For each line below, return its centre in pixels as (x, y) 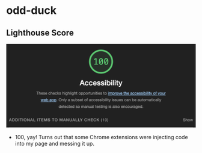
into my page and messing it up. (55, 143)
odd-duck (32, 11)
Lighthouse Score (40, 33)
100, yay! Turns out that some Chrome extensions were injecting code (101, 137)
